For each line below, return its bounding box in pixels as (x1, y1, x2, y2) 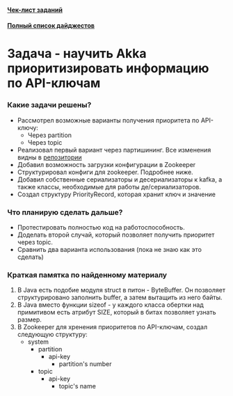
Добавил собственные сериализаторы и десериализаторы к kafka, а (17, 175, 223, 184)
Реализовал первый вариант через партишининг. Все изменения (17, 145, 211, 154)
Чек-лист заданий (7, 6, 63, 14)
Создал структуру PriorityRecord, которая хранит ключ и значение (17, 190, 216, 198)
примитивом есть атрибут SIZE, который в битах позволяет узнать (17, 308, 217, 317)
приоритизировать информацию (7, 61, 209, 77)
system (27, 338, 49, 346)
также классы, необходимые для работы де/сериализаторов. (17, 182, 202, 191)
